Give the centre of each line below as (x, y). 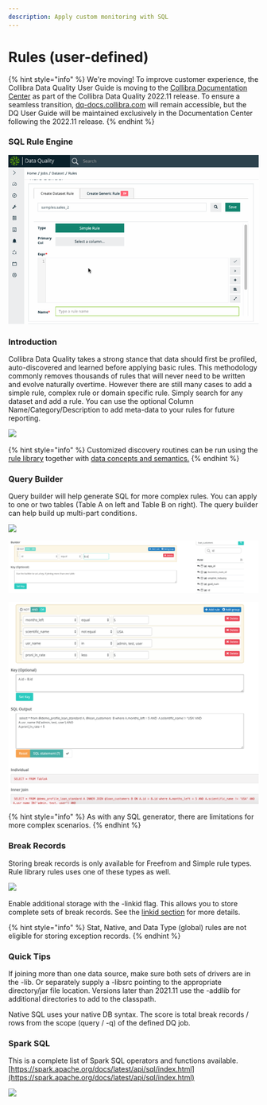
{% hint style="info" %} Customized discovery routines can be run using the (133, 450)
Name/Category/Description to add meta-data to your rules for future (122, 410)
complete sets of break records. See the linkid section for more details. (124, 912)
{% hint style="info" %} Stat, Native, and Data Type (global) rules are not (128, 927)
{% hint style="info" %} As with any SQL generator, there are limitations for (131, 817)
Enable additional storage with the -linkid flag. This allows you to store (123, 903)
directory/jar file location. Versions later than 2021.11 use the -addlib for (124, 991)
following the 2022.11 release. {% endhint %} (81, 121)
